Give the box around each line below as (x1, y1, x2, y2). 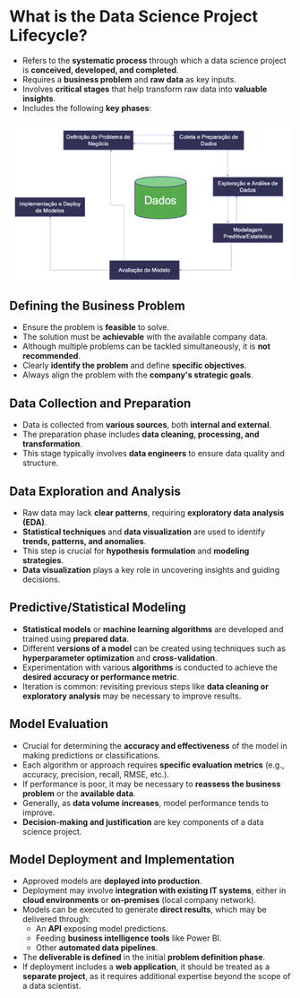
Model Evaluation (9, 716, 109, 732)
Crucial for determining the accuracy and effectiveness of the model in (21, 740, 288, 751)
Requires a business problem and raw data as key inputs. (21, 74, 237, 84)
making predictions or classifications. (21, 750, 161, 760)
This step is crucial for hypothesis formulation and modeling (21, 545, 250, 556)
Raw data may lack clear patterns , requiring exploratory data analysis (21, 507, 285, 517)
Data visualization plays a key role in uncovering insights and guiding (21, 564, 280, 575)
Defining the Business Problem (9, 298, 185, 313)
